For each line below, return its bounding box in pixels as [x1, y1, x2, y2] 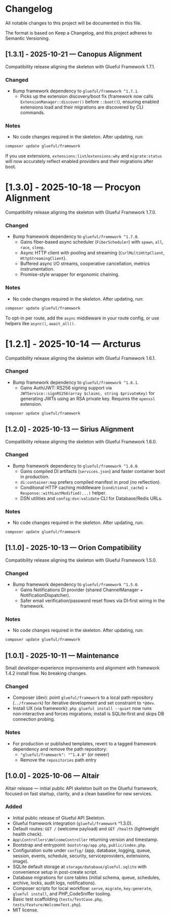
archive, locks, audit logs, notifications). [12, 880, 96, 886]
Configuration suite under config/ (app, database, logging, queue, [12, 847, 151, 853]
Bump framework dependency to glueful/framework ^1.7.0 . [12, 233, 139, 240]
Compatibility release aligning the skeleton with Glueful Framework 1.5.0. [5, 557, 157, 563]
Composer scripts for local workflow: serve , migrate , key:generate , [12, 885, 153, 891]
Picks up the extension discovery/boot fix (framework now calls [20, 93, 153, 99]
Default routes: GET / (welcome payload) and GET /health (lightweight [12, 825, 159, 831]
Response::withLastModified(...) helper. [20, 490, 107, 496]
